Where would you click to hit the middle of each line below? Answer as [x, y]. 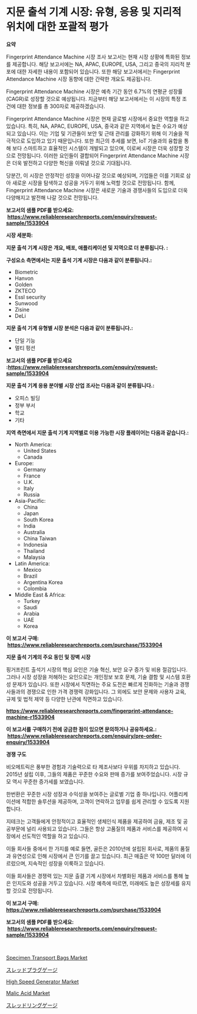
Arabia [31, 613]
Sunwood [26, 303]
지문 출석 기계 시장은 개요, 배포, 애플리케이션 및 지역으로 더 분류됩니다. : [87, 248]
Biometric [26, 272]
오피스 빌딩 [27, 398]
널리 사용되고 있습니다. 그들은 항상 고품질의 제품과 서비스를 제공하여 [104, 828]
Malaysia [34, 557]
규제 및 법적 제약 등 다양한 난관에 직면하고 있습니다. [65, 699]
